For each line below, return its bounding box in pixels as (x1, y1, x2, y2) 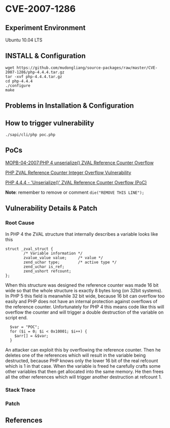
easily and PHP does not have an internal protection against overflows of (5, 298, 158, 304)
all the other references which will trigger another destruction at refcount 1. (5, 373, 162, 380)
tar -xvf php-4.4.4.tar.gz (5, 74, 62, 79)
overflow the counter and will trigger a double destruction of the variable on (5, 309, 164, 315)
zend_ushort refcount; (23, 268, 72, 273)
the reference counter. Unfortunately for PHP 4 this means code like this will (5, 304, 164, 310)
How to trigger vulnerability (5, 118, 94, 128)
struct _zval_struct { (5, 246, 53, 251)
